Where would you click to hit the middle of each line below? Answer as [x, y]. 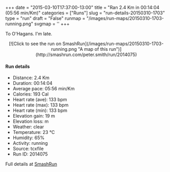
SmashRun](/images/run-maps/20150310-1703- [113, 44]
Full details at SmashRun [31, 164]
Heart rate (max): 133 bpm [41, 105]
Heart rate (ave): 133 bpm [40, 100]
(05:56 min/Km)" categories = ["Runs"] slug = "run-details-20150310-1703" [85, 13]
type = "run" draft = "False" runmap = [45, 18]
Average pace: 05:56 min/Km [44, 89]
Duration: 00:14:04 [33, 83]
